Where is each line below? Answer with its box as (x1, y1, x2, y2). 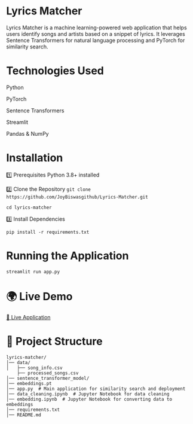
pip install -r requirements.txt (6, 229, 90, 235)
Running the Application (6, 249, 129, 263)
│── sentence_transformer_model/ (6, 375, 90, 381)
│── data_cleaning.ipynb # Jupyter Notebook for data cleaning (6, 391, 170, 397)
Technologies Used (6, 64, 105, 78)
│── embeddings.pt (6, 380, 52, 386)
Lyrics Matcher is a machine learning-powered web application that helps (6, 24, 187, 31)
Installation (6, 151, 63, 165)
